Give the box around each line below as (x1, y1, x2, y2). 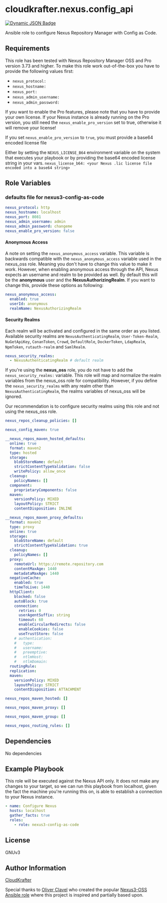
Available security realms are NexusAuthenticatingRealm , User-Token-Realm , (5, 333, 159, 339)
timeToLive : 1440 (14, 585, 50, 590)
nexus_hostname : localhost (5, 210, 61, 215)
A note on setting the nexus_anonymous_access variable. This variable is (5, 250, 150, 256)
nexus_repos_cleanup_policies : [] (5, 418, 77, 423)
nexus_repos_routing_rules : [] (5, 723, 70, 728)
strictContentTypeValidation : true (14, 543, 88, 548)
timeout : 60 (18, 617, 43, 622)
